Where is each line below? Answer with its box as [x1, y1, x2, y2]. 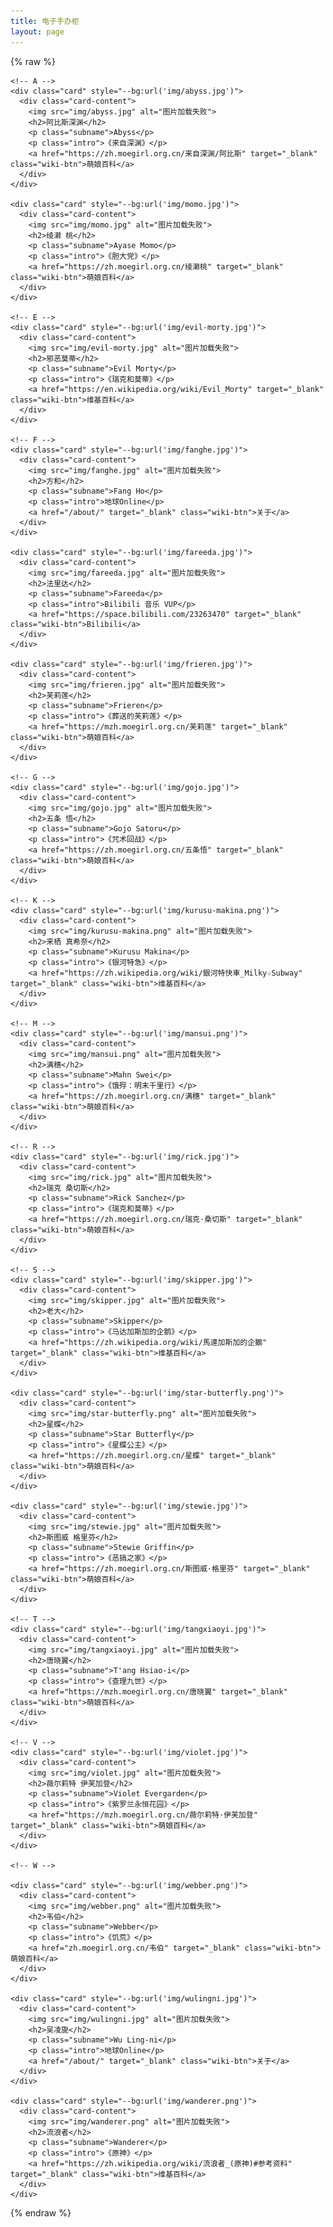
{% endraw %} [10, 2206, 72, 2219]
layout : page [10, 26, 65, 37]
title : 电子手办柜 [10, 16, 80, 26]
